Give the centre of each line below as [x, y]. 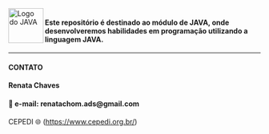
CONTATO [26, 67]
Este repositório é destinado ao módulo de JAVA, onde [137, 22]
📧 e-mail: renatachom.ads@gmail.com [74, 104]
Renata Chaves [34, 85]
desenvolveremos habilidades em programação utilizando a [147, 30]
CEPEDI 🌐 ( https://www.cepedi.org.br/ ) [73, 121]
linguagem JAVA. [74, 39]
